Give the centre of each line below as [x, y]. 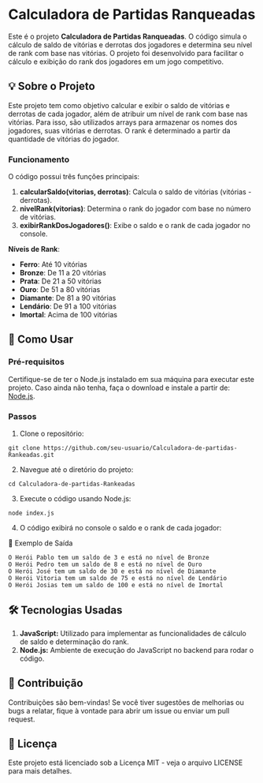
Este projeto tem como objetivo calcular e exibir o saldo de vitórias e [119, 105]
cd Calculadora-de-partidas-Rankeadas [72, 484]
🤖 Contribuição [46, 683]
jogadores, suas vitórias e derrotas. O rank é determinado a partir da [119, 130]
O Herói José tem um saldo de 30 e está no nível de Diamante [112, 571]
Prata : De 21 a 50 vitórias [61, 281]
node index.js [31, 513]
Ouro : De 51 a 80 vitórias [60, 290]
